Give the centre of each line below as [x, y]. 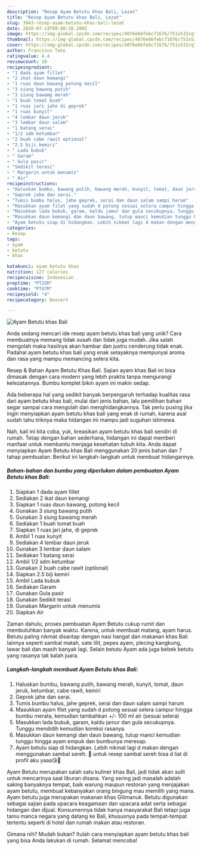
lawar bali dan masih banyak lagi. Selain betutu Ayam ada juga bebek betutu [100, 649]
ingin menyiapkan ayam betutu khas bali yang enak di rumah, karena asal [97, 414]
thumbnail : [20, 39]
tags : [13, 239]
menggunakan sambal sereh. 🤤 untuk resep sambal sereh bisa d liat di [101, 754]
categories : [21, 228]
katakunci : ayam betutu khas [43, 267]
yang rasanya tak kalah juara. [43, 656]
